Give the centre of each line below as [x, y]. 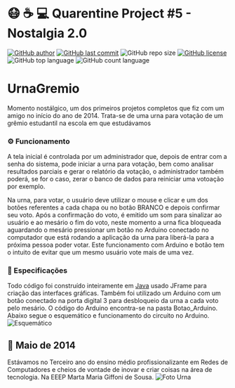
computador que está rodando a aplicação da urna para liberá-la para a [111, 238]
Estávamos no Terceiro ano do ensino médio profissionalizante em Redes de [117, 362]
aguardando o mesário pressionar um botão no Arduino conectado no [108, 230]
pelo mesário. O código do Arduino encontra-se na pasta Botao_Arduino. [113, 308]
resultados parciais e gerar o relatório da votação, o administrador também [116, 172]
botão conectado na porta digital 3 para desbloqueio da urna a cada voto [113, 301]
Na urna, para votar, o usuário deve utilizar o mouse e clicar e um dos [108, 200]
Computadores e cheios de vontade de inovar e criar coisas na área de [110, 370]
